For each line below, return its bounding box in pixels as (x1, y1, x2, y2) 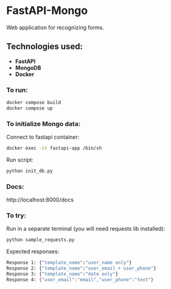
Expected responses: (6, 248, 60, 256)
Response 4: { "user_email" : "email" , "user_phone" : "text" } (6, 276, 154, 283)
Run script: (6, 156, 33, 163)
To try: (6, 211, 26, 220)
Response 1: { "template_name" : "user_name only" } (6, 260, 132, 266)
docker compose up (6, 105, 53, 111)
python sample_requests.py (6, 237, 75, 243)
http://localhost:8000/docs (6, 196, 74, 204)
